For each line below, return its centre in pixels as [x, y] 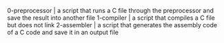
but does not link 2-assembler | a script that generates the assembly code [112, 25]
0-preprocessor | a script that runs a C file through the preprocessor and [111, 11]
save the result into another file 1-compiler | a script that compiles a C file [111, 18]
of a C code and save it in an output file [63, 32]
